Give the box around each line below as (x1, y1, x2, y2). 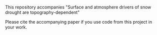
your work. (5, 24, 27, 30)
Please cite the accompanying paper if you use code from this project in (5, 19, 153, 25)
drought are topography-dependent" (5, 9, 80, 15)
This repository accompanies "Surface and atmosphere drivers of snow (5, 4, 152, 10)
